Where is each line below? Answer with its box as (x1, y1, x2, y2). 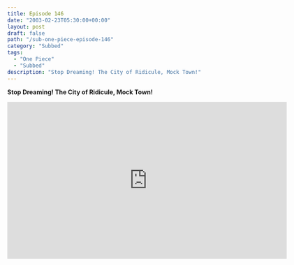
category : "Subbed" (7, 43, 64, 50)
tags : (7, 50, 23, 56)
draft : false (7, 29, 45, 37)
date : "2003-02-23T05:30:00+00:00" (7, 17, 111, 24)
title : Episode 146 (7, 10, 64, 17)
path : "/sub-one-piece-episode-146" (7, 36, 114, 43)
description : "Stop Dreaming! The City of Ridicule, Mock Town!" (7, 68, 201, 75)
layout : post (7, 23, 45, 30)
